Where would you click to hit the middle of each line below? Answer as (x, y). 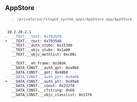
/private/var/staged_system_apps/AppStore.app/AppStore (74, 19)
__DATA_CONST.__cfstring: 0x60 (43, 90)
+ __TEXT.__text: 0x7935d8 (33, 41)
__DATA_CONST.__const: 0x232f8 (43, 86)
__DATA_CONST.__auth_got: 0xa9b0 (45, 68)
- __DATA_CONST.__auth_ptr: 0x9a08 (42, 77)
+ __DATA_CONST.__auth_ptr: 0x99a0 (42, 81)
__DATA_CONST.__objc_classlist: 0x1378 (52, 95)
